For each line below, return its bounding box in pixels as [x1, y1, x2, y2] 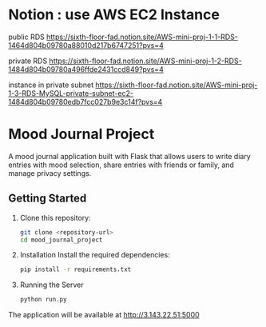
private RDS [8, 56, 48, 66]
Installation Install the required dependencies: [19, 250, 170, 260]
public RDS [8, 32, 46, 42]
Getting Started [8, 192, 87, 205]
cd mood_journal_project [19, 236, 103, 244]
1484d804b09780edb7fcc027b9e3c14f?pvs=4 [8, 97, 163, 106]
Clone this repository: [19, 213, 91, 222]
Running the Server [19, 280, 84, 289]
